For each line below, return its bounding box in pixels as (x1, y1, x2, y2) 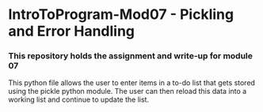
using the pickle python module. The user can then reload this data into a (8, 87, 247, 96)
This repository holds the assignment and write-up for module (8, 50, 253, 62)
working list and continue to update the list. (8, 95, 149, 104)
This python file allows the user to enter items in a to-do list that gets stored (8, 78, 256, 88)
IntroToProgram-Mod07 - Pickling (8, 6, 234, 24)
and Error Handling (8, 22, 135, 40)
